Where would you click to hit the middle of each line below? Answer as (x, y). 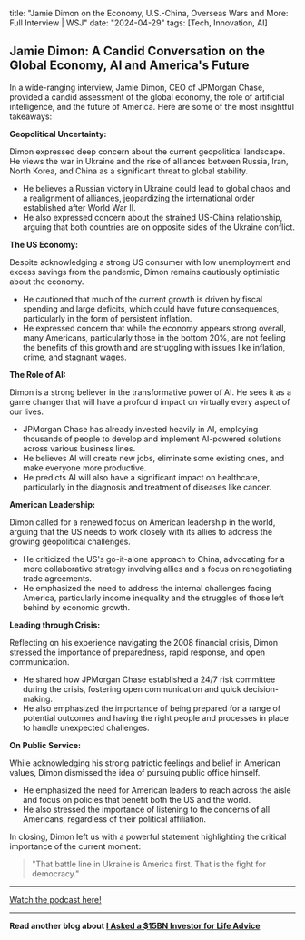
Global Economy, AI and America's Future (129, 66)
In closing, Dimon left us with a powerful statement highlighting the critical (148, 836)
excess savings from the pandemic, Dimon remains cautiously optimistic (144, 272)
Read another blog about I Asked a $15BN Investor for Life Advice (135, 925)
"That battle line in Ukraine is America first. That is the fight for (149, 864)
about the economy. (47, 282)
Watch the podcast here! (55, 899)
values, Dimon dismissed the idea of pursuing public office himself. (135, 772)
